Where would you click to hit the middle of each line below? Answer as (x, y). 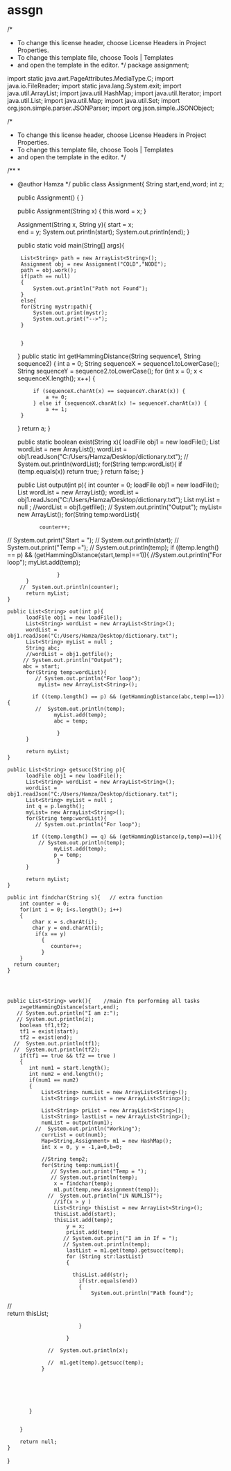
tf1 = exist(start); (49, 1031)
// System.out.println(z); (55, 1019)
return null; (38, 1442)
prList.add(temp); (93, 1232)
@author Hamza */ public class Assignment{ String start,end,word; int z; (120, 184)
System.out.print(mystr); (70, 313)
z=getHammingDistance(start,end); (69, 1007)
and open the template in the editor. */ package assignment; (103, 65)
